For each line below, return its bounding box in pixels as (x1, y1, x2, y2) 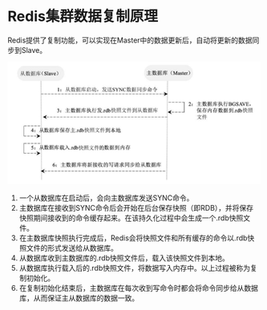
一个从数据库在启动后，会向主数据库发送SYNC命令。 (18, 193, 194, 203)
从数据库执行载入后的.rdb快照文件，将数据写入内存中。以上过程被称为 (18, 263, 251, 272)
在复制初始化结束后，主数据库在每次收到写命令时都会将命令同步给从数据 (18, 283, 258, 292)
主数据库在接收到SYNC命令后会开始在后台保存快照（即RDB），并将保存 (18, 203, 254, 212)
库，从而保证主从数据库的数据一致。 (18, 293, 140, 303)
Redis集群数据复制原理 (7, 7, 158, 26)
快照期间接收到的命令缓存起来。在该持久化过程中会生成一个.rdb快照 (18, 213, 244, 223)
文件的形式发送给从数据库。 (26, 243, 118, 252)
